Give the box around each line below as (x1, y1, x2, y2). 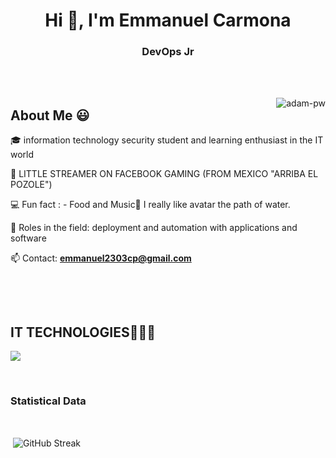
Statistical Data (10, 394, 87, 408)
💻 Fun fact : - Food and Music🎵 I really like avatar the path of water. (10, 199, 291, 211)
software (10, 232, 47, 244)
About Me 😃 (10, 107, 90, 124)
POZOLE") (10, 179, 53, 191)
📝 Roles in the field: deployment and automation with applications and (10, 222, 298, 234)
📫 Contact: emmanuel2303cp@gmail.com (10, 252, 192, 264)
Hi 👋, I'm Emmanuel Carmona (44, 9, 292, 32)
